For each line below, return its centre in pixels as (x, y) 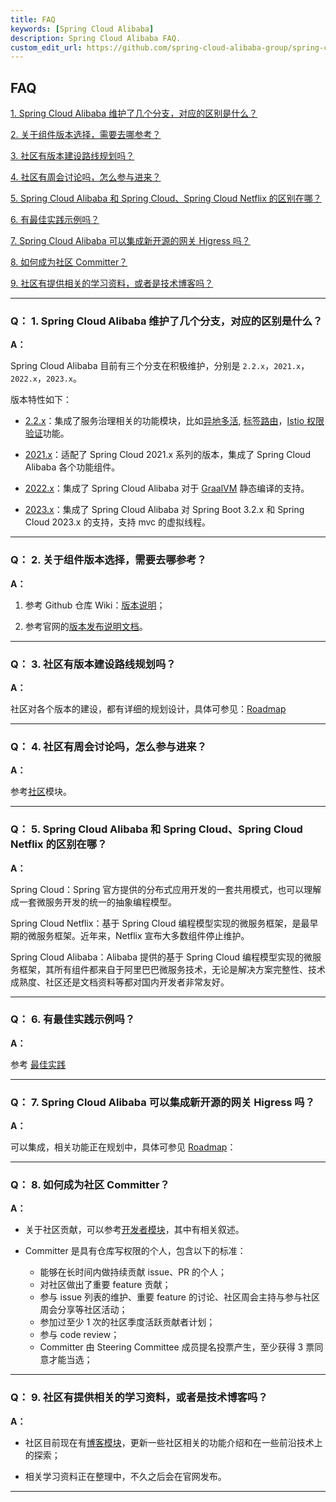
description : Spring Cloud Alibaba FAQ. (96, 38)
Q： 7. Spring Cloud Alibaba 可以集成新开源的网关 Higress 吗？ (163, 1102)
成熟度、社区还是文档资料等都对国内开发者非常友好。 (120, 982)
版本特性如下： (41, 400)
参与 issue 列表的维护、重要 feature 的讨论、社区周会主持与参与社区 (179, 1297)
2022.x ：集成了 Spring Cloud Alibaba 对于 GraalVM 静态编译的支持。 (167, 488)
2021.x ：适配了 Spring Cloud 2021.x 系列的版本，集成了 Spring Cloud (168, 455)
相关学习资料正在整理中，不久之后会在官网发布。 (125, 1476)
